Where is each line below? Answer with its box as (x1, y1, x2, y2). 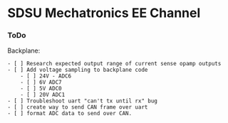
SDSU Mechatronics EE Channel (7, 5, 201, 21)
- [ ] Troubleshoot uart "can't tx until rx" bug (7, 97, 158, 105)
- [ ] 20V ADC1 (20, 91, 66, 99)
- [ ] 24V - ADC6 (20, 73, 72, 80)
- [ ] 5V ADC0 (20, 85, 62, 92)
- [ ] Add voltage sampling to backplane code (7, 66, 148, 74)
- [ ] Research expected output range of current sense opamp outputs (7, 60, 222, 68)
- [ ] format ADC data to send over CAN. (7, 110, 133, 117)
